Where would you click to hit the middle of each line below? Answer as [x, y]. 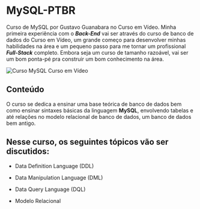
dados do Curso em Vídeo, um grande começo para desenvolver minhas [96, 40]
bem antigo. [21, 123]
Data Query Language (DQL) [50, 189]
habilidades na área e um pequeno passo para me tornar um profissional [96, 46]
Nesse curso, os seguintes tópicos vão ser [87, 142]
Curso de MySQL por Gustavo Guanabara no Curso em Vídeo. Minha [91, 27]
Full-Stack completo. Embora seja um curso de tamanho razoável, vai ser [97, 52]
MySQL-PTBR [41, 11]
